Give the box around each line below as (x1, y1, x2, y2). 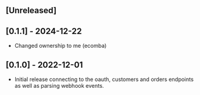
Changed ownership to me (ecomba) (14, 42, 107, 50)
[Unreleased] (5, 5, 57, 16)
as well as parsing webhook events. (14, 82, 105, 90)
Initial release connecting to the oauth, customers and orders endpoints (14, 76, 194, 83)
